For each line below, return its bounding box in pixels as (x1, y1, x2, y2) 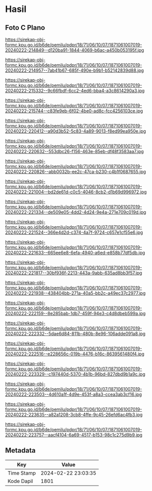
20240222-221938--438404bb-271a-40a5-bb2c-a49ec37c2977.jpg (5, 290, 146, 296)
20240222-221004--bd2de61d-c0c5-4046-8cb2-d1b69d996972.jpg (5, 189, 147, 195)
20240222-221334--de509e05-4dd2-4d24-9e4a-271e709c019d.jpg (5, 209, 147, 215)
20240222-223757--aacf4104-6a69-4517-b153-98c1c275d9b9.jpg (5, 432, 143, 438)
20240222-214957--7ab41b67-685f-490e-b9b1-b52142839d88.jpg (5, 67, 144, 73)
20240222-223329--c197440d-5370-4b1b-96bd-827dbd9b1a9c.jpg (5, 371, 146, 377)
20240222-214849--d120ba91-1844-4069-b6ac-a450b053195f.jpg (5, 47, 144, 53)
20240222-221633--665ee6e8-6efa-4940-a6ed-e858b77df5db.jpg (5, 250, 146, 255)
